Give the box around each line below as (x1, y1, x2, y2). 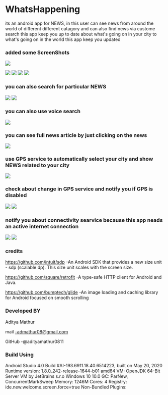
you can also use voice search (5, 108, 80, 115)
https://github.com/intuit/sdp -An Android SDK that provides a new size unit (5, 259, 162, 265)
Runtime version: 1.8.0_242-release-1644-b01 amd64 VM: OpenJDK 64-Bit (5, 368, 160, 374)
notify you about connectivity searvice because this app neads (5, 216, 163, 223)
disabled (5, 192, 27, 199)
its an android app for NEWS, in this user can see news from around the (5, 20, 154, 26)
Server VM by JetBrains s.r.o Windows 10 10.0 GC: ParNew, (5, 373, 128, 379)
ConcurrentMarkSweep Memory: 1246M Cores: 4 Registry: (5, 378, 127, 384)
